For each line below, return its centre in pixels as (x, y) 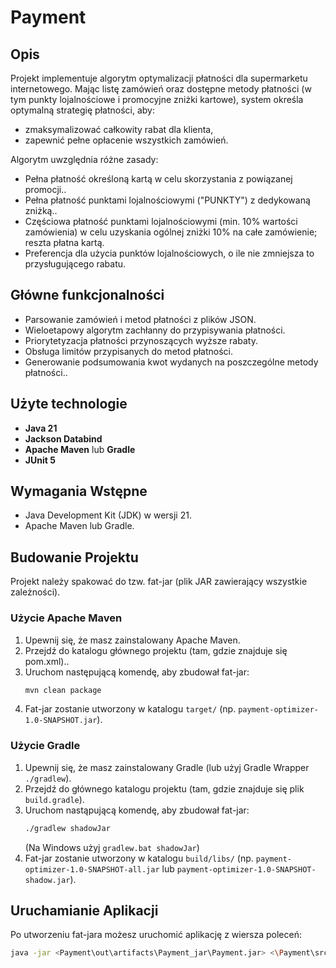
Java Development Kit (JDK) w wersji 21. (108, 515)
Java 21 (41, 428)
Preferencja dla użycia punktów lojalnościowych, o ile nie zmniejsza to (169, 253)
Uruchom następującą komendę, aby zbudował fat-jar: (137, 672)
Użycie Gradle (45, 746)
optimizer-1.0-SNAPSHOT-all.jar (92, 869)
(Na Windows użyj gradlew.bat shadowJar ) (112, 847)
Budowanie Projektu (74, 557)
